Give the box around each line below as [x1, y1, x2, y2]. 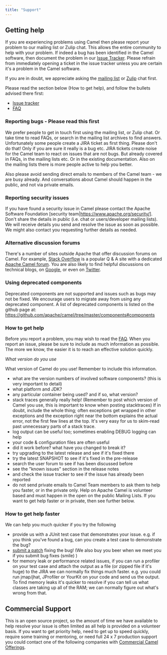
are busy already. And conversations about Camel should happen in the [5, 176, 152, 182]
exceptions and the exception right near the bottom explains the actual [12, 413, 158, 419]
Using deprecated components [5, 279, 82, 286]
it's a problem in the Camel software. [5, 66, 81, 72]
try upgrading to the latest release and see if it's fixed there [12, 450, 135, 456]
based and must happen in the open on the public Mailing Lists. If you [12, 492, 156, 498]
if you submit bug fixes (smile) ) [12, 553, 78, 559]
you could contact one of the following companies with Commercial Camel [5, 639, 159, 645]
